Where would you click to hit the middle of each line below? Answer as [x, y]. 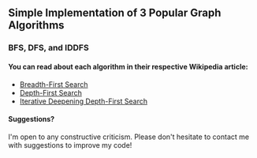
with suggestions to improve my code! [70, 145]
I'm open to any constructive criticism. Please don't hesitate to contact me [129, 137]
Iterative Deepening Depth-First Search [84, 101]
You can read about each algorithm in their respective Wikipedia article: [128, 66]
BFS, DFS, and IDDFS [48, 48]
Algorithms [36, 26]
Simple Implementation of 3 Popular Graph [115, 13]
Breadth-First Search [54, 84]
